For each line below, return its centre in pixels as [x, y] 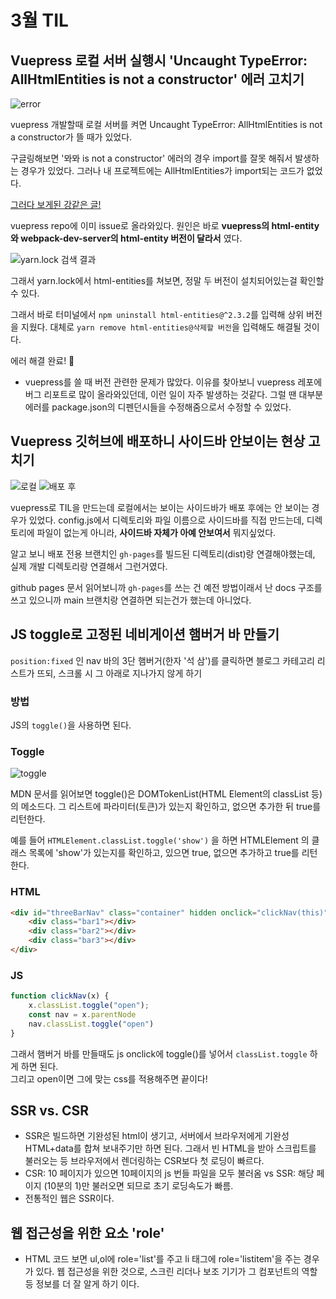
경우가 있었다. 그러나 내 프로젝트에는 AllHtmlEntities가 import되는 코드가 [162, 170]
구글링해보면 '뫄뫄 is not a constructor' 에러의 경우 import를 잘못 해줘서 [151, 158]
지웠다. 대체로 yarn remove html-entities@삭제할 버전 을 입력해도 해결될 [161, 327]
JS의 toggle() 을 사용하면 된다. [71, 725]
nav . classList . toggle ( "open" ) [91, 1024]
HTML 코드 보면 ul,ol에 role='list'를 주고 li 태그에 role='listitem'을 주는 [163, 1259]
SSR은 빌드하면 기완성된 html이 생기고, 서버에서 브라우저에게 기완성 [157, 1136]
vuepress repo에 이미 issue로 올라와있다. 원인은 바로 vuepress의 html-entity [165, 225]
